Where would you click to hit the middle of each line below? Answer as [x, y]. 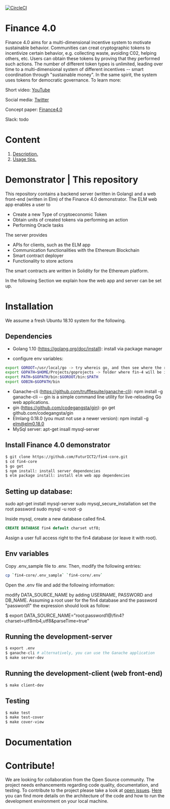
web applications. [31, 402]
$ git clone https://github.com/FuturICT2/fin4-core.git [67, 457]
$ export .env [20, 648]
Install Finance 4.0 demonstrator [58, 445]
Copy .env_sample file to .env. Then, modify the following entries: [73, 566]
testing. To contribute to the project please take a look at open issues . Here [83, 790]
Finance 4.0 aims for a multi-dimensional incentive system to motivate [78, 42]
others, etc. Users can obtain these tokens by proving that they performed [83, 58]
